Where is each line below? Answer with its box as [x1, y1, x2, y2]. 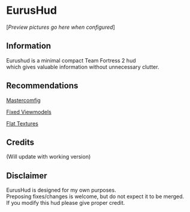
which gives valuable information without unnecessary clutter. [6, 63, 159, 70]
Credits [6, 137, 35, 147]
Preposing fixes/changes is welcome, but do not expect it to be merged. [6, 193, 185, 200]
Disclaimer [6, 171, 47, 181]
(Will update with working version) [6, 153, 91, 160]
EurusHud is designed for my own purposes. [6, 187, 116, 194]
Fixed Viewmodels [6, 108, 52, 115]
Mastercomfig [6, 97, 41, 104]
